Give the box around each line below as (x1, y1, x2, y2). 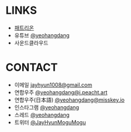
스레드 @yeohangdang (14, 111, 70, 118)
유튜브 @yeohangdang (14, 31, 70, 39)
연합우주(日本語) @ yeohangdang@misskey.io (14, 96, 125, 103)
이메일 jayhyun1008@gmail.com (14, 81, 93, 88)
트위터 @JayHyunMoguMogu (14, 118, 86, 126)
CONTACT (5, 61, 58, 74)
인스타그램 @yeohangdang (14, 103, 80, 111)
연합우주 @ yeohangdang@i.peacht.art (14, 88, 108, 96)
